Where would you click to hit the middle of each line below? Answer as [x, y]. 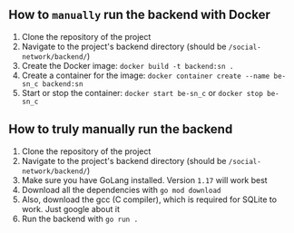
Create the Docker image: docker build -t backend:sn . [127, 65]
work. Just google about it [70, 209]
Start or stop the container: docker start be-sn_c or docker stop [142, 92]
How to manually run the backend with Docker [140, 15]
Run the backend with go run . [80, 218]
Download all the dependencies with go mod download [121, 189]
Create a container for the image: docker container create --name [146, 75]
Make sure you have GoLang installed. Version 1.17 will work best [145, 180]
